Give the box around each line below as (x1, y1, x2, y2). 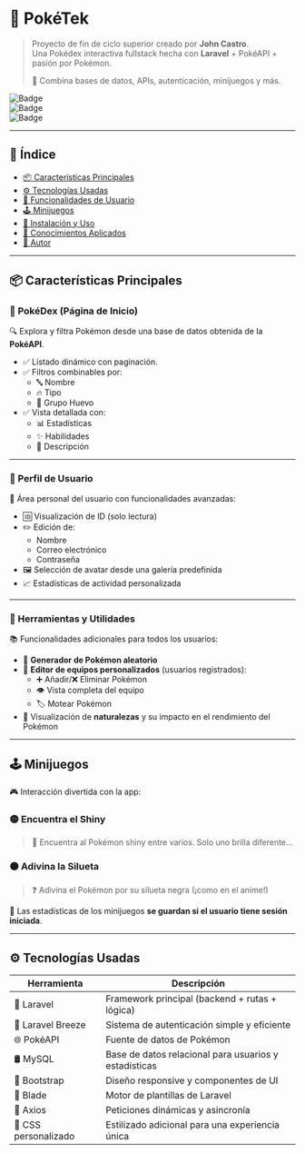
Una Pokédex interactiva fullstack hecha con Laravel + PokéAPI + (31, 47, 278, 58)
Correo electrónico (35, 544, 107, 555)
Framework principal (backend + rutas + (105, 992, 277, 1005)
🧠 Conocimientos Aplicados (22, 227, 127, 238)
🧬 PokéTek (9, 8, 89, 29)
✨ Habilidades (35, 431, 90, 442)
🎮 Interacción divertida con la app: (9, 786, 142, 797)
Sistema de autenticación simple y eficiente (105, 1019, 291, 1031)
